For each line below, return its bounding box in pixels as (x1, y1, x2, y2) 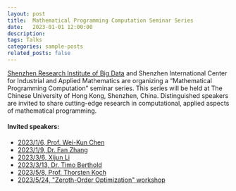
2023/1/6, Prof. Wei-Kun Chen (17, 138, 105, 147)
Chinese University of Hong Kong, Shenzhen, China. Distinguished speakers (7, 91, 229, 99)
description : (7, 30, 46, 37)
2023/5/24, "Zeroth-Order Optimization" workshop (17, 175, 166, 184)
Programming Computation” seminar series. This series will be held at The (7, 84, 223, 92)
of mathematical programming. (7, 106, 97, 115)
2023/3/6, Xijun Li (17, 153, 70, 162)
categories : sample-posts (7, 43, 83, 50)
